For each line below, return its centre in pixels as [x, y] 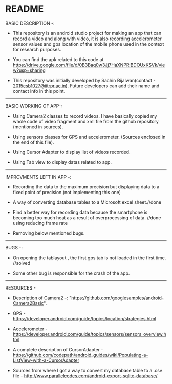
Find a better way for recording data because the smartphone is [80, 212]
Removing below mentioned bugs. [49, 233]
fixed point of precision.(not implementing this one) [67, 192]
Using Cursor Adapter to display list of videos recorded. [71, 152]
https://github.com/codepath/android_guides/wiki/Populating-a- [80, 355]
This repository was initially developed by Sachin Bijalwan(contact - [84, 80]
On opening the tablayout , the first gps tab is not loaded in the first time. [89, 258]
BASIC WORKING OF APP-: [34, 106]
